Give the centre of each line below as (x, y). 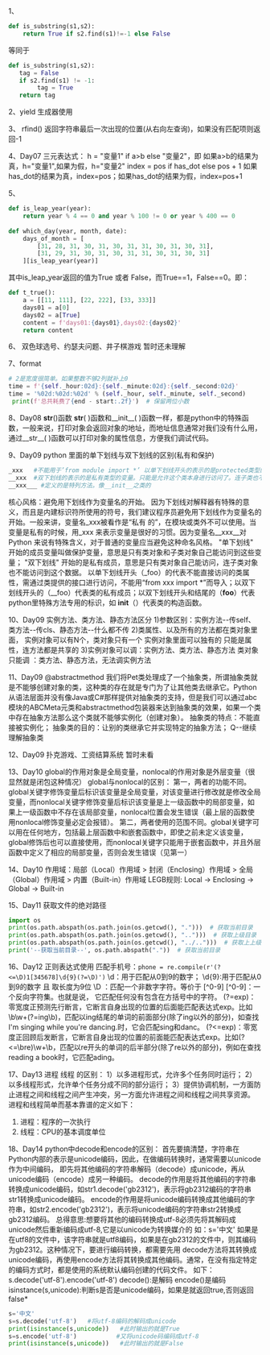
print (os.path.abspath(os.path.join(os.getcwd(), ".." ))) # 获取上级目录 (133, 935)
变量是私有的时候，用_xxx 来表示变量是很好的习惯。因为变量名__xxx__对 (127, 532)
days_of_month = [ (53, 238)
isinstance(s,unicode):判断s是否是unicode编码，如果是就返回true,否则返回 (131, 1290)
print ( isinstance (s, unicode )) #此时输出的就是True (94, 1328)
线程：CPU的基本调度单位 (63, 1131)
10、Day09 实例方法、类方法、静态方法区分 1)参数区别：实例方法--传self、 (132, 619)
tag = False (39, 73)
